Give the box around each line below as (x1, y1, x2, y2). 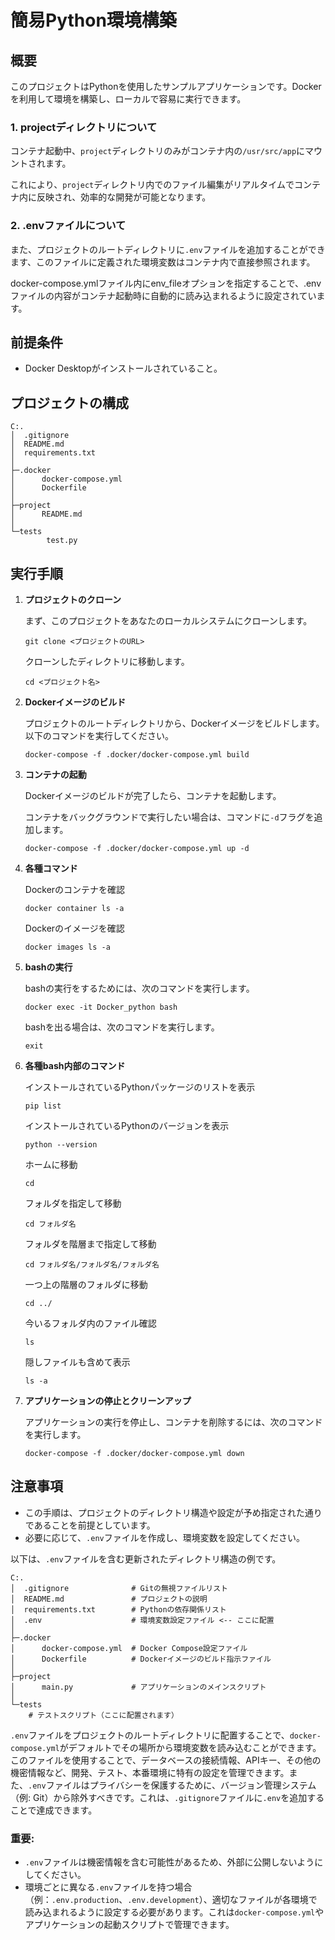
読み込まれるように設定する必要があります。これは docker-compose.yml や (24, 1906, 325, 1918)
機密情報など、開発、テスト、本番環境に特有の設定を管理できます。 (10, 1766, 290, 1778)
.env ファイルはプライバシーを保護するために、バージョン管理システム (28, 1779, 317, 1791)
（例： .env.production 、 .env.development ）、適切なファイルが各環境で (24, 1894, 318, 1906)
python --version (24, 1140, 98, 1150)
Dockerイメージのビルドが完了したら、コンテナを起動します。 (24, 790, 282, 802)
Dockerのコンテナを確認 (24, 884, 126, 896)
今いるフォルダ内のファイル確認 (24, 1317, 157, 1330)
